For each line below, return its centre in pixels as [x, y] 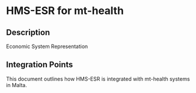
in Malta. [17, 85]
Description [28, 32]
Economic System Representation [47, 46]
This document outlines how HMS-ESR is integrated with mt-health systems [98, 79]
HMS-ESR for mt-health [65, 11]
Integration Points [40, 65]
